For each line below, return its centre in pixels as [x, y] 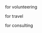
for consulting [19, 25]
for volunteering [21, 7]
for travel [14, 16]
